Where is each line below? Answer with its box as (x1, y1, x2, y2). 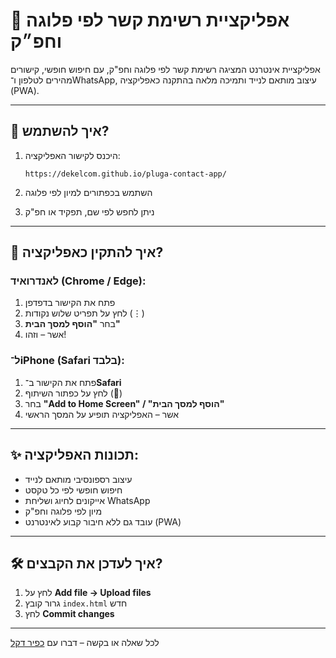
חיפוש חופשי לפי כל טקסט (24, 484, 123, 496)
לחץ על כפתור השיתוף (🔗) (24, 387, 123, 399)
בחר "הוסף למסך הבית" (24, 318, 121, 330)
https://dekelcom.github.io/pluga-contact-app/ (24, 169, 227, 179)
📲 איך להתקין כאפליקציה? (10, 244, 164, 261)
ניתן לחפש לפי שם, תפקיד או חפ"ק (24, 205, 155, 218)
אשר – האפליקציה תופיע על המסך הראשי (24, 408, 179, 420)
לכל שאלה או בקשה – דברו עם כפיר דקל (10, 637, 160, 649)
